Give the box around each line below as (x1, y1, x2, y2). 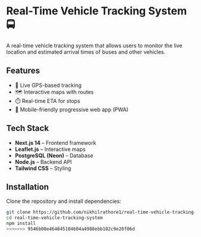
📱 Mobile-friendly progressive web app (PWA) (14, 106, 129, 113)
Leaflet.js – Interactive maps (14, 145, 86, 153)
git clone (6, 209, 31, 215)
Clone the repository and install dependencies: (6, 197, 121, 205)
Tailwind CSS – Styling (14, 165, 72, 172)
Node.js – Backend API (14, 158, 72, 165)
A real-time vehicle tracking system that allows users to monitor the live (6, 42, 182, 49)
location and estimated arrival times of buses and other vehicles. (6, 48, 166, 55)
